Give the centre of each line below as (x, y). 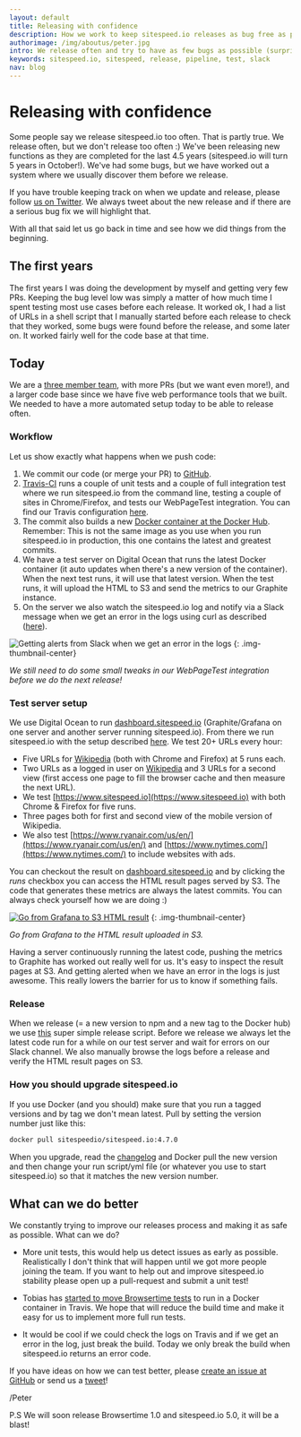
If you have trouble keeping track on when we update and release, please (145, 192)
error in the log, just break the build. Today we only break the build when (156, 1344)
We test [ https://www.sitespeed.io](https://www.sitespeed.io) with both (154, 797)
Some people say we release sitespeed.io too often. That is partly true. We (147, 136)
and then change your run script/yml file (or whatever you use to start (138, 1166)
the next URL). (49, 787)
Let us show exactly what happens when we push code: (113, 456)
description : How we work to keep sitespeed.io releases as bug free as (148, 34)
